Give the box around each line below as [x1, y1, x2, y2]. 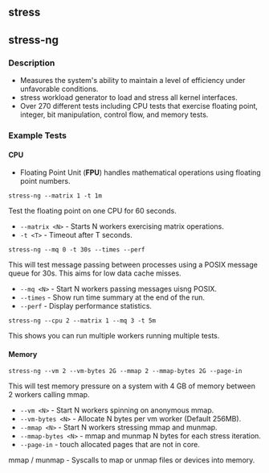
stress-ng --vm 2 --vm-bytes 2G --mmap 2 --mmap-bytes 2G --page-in [8, 367, 243, 375]
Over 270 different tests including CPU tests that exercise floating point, [19, 102, 259, 111]
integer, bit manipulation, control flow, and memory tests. [19, 110, 209, 119]
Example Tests [8, 130, 67, 141]
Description [8, 57, 55, 68]
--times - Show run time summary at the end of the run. [19, 293, 206, 302]
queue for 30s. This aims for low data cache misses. [8, 268, 182, 278]
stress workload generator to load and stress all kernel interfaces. [19, 93, 238, 102]
